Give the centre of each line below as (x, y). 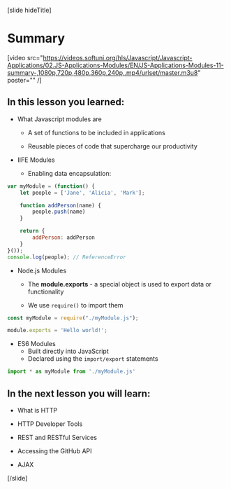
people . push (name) (59, 212)
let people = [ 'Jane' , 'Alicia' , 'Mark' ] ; (82, 193)
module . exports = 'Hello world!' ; (58, 331)
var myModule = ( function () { (51, 186)
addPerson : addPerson (64, 237)
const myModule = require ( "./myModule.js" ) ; (73, 318)
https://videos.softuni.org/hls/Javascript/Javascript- (118, 57)
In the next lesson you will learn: (79, 393)
